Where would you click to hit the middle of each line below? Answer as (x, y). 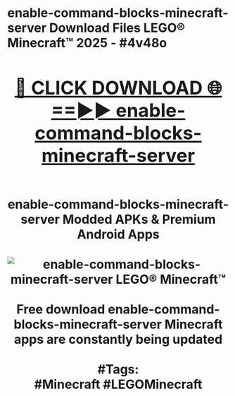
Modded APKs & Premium (139, 219)
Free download (61, 309)
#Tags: (118, 369)
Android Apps (118, 234)
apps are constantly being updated (118, 339)
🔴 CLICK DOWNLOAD (108, 88)
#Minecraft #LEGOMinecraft (118, 384)
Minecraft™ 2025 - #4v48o (87, 43)
